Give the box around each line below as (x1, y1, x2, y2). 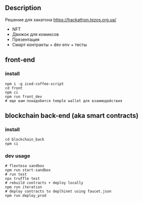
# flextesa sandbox (5, 164, 45, 169)
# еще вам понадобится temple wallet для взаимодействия (5, 98, 123, 103)
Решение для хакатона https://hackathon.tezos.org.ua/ (5, 17, 117, 22)
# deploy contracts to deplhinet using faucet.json (5, 189, 111, 194)
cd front (5, 85, 23, 90)
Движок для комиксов (12, 31, 59, 37)
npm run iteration (5, 185, 42, 190)
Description (5, 4, 41, 12)
